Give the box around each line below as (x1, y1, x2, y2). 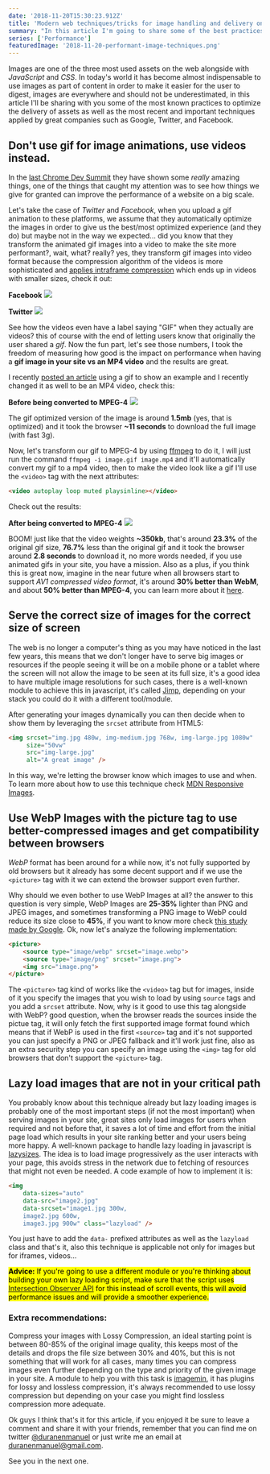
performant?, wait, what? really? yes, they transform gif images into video (8, 247, 252, 258)
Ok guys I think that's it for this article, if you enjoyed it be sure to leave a (8, 1414, 250, 1424)
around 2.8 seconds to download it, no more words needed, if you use (8, 551, 243, 561)
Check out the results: (8, 501, 82, 511)
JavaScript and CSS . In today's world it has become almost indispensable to (8, 72, 261, 82)
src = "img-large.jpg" (26, 748, 95, 757)
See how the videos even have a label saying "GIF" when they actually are (8, 322, 254, 332)
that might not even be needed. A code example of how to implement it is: (8, 1166, 253, 1176)
